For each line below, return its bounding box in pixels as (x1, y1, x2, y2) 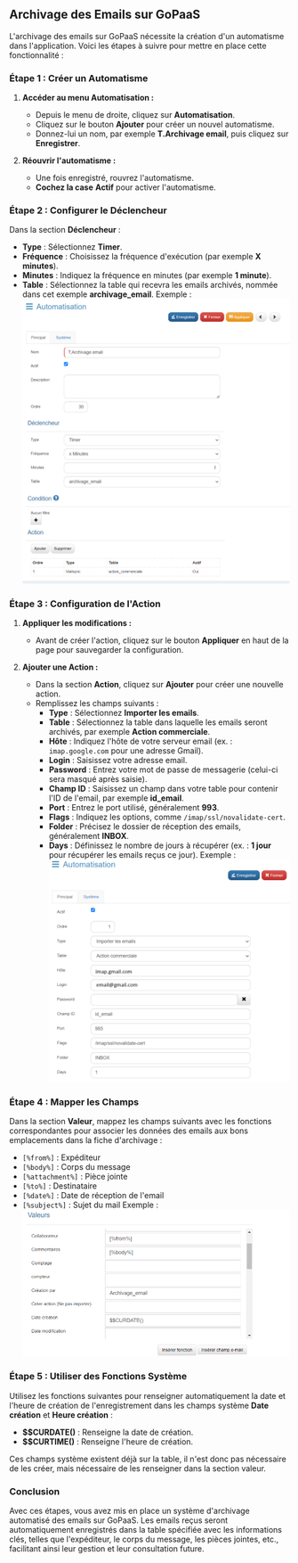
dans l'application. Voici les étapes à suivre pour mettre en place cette (9, 40, 267, 51)
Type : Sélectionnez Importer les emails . (48, 708, 200, 719)
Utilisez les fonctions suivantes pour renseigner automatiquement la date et (9, 1390, 286, 1401)
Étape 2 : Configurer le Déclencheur (9, 204, 167, 217)
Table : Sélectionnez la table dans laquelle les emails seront (48, 717, 268, 728)
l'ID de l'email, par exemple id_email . (48, 793, 184, 803)
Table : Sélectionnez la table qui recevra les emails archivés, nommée (21, 280, 278, 291)
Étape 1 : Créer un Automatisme (9, 71, 149, 84)
